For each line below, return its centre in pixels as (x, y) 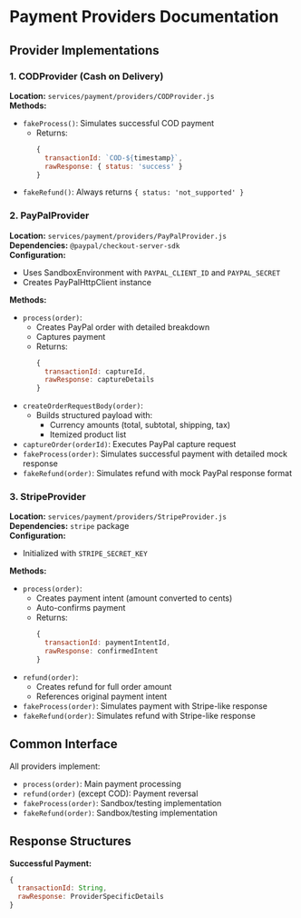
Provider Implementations (85, 50)
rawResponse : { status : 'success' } (113, 166)
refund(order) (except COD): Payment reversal (110, 793)
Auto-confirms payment (81, 608)
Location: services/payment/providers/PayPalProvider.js (118, 235)
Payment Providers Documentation (144, 17)
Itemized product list (88, 434)
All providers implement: (55, 766)
